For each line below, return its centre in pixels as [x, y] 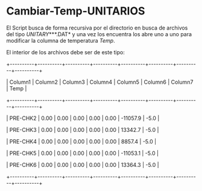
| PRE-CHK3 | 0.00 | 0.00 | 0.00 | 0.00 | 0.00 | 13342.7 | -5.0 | [83, 130]
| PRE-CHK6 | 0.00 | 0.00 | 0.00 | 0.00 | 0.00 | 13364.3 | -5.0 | [83, 164]
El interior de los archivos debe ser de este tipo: [65, 52]
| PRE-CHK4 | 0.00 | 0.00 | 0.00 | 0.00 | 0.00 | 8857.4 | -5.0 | [81, 141]
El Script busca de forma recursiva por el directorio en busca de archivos [97, 28]
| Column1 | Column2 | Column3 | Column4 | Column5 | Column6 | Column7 [100, 82]
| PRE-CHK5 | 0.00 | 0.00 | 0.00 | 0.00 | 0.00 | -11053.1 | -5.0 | [82, 153]
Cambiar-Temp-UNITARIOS [76, 11]
